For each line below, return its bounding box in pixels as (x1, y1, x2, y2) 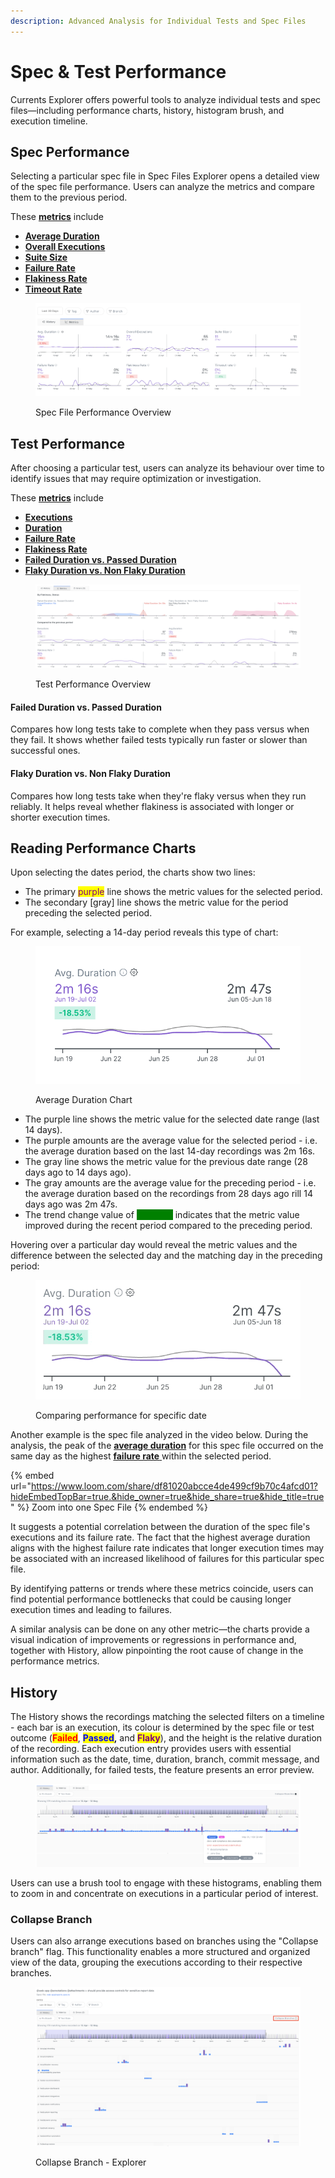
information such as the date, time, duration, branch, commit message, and (10, 1753, 320, 1765)
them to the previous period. (10, 191, 128, 204)
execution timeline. (10, 115, 88, 127)
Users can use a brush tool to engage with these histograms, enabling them (10, 1877, 323, 1889)
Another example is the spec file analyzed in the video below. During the (10, 1429, 309, 1441)
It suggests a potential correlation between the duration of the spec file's (10, 1521, 311, 1533)
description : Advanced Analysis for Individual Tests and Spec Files (10, 16, 307, 26)
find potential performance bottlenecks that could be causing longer (10, 1593, 292, 1605)
